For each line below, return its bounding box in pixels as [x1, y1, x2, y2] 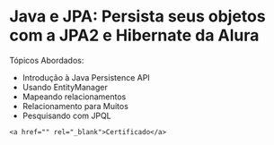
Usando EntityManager [22, 81, 108, 92]
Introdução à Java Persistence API [22, 72, 150, 82]
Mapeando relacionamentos [22, 91, 127, 102]
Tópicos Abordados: [9, 55, 84, 65]
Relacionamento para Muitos [22, 100, 128, 111]
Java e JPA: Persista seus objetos [9, 6, 267, 27]
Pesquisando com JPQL [22, 110, 112, 121]
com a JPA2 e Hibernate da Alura [9, 25, 260, 46]
